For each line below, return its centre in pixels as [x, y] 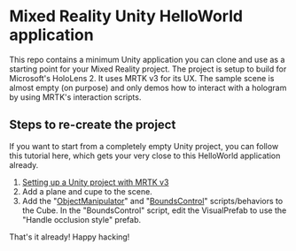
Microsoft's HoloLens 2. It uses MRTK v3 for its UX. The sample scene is [142, 78]
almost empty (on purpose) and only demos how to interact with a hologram [148, 87]
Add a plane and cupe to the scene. [87, 191]
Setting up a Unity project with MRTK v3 [95, 182]
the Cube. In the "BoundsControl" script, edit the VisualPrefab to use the [154, 210]
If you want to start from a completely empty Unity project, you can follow [144, 146]
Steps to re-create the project [93, 125]
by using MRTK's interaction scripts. [75, 97]
